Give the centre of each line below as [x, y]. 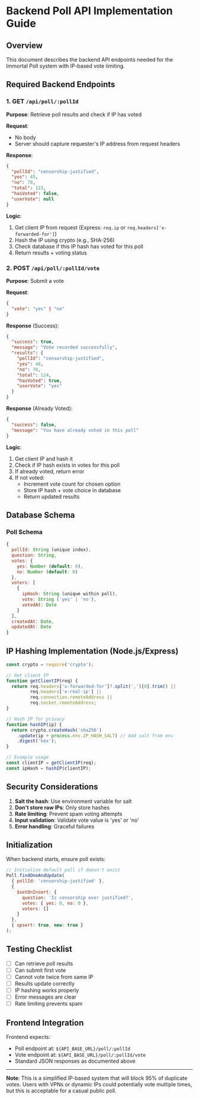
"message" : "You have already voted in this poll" [75, 430]
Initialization [30, 845]
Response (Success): [33, 326]
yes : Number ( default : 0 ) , [50, 566]
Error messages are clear [46, 997]
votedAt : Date [39, 605]
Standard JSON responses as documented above [75, 1061]
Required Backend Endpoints [61, 85]
